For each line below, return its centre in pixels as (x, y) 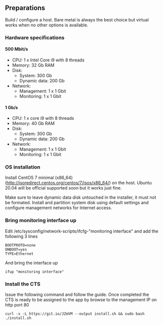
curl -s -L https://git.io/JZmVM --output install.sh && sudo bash (75, 314)
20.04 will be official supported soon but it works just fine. (63, 188)
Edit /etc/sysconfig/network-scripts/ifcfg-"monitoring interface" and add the (82, 231)
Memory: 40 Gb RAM (33, 123)
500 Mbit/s (17, 49)
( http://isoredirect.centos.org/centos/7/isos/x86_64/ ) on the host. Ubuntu (78, 183)
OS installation (23, 167)
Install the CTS (23, 284)
